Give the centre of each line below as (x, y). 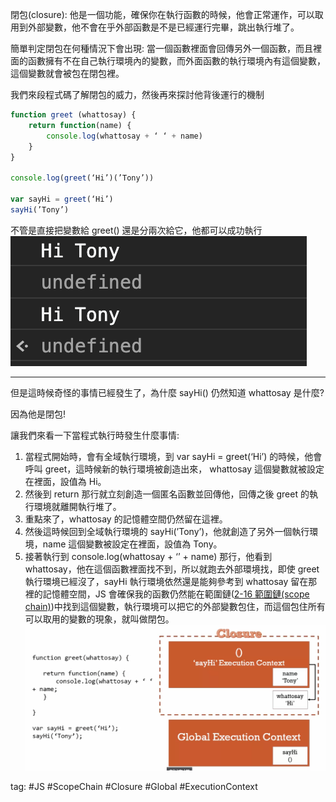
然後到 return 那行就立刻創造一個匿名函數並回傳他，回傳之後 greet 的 (167, 494)
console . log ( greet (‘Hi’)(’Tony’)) (82, 178)
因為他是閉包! (38, 414)
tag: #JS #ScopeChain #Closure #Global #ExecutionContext (134, 786)
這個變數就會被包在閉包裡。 (67, 73)
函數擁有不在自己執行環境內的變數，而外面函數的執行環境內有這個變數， (176, 61)
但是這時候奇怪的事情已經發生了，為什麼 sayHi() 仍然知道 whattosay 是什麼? (167, 392)
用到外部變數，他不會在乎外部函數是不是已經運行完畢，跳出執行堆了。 (155, 27)
